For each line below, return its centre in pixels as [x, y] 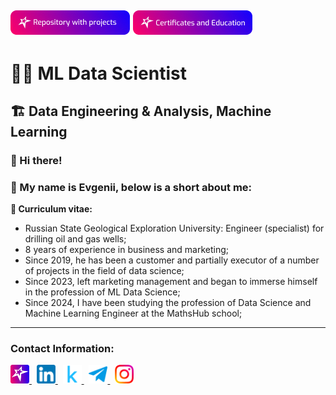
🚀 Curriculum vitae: [51, 209]
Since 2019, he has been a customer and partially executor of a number [172, 260]
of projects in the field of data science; [104, 271]
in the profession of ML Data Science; [102, 292]
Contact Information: [62, 349]
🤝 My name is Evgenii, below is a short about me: [131, 187]
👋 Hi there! [36, 160]
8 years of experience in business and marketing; [127, 250]
